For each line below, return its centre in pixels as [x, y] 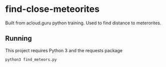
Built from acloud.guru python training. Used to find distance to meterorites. [83, 23]
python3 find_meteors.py [31, 60]
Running [19, 38]
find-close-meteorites [52, 9]
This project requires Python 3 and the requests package [64, 50]
